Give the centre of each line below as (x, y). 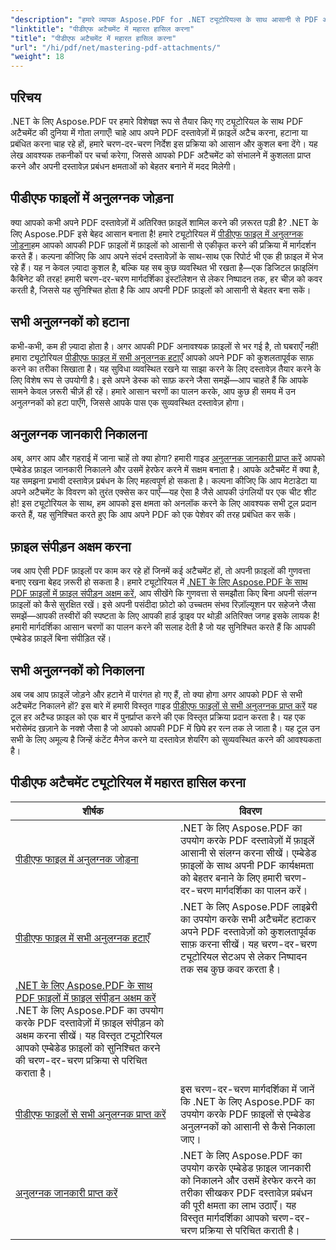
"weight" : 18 (37, 57)
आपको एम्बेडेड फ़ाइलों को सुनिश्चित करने (88, 1048)
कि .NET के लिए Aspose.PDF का (247, 1101)
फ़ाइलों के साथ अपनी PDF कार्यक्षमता (247, 865)
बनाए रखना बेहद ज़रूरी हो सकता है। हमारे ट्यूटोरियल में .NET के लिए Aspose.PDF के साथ (159, 582)
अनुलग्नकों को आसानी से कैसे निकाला (248, 1126)
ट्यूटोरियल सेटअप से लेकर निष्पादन (244, 956)
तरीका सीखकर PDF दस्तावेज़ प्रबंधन (246, 1193)
